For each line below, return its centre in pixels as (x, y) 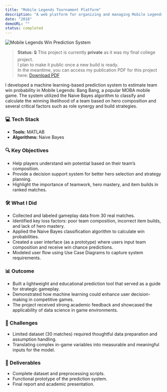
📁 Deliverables (23, 363)
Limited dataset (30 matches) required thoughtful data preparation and (85, 334)
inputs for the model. (34, 350)
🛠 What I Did (21, 203)
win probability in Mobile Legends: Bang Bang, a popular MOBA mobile (78, 91)
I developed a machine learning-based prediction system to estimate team (81, 85)
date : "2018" (19, 19)
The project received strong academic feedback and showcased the (82, 305)
